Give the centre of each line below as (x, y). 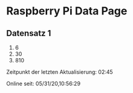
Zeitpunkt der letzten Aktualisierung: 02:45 (60, 72)
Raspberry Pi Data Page (67, 11)
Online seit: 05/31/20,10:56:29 (43, 83)
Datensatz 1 (29, 33)
